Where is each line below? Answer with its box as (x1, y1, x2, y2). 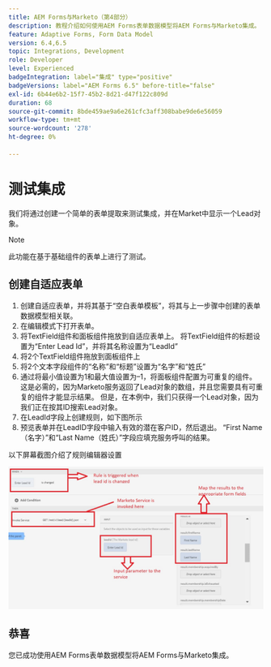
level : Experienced (8, 65, 74, 73)
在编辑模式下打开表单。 (19, 321, 99, 330)
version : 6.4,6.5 (8, 39, 67, 47)
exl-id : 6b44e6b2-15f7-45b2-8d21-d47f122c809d (8, 90, 168, 98)
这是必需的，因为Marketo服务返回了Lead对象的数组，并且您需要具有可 (19, 381, 256, 391)
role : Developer (8, 56, 63, 64)
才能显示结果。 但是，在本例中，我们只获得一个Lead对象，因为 (48, 392, 259, 402)
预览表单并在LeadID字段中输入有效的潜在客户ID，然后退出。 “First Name (19, 422, 263, 432)
